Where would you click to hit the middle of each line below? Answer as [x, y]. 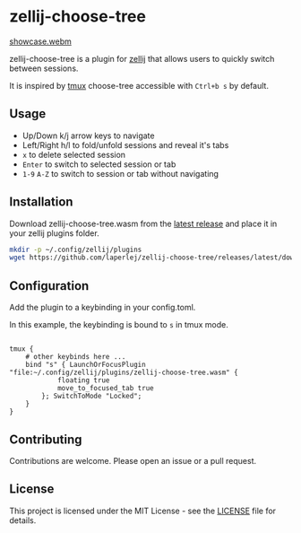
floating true [83, 380]
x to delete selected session [74, 154]
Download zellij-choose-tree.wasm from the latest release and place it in [143, 223]
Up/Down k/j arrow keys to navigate [88, 135]
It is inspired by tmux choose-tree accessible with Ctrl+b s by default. [139, 85]
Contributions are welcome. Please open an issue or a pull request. [133, 460]
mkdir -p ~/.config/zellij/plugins [76, 249]
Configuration [49, 286]
